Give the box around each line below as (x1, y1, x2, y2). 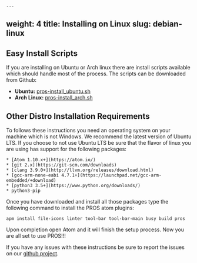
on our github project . (6, 250, 59, 257)
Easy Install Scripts (6, 48, 78, 58)
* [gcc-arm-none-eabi (6, 172, 59, 178)
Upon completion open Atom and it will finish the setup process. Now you (6, 226, 184, 233)
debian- (152, 19, 182, 29)
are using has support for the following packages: (6, 145, 126, 153)
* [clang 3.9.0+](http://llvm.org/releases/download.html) (6, 167, 154, 174)
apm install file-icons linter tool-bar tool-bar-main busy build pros (6, 216, 185, 222)
